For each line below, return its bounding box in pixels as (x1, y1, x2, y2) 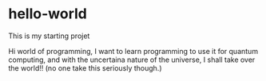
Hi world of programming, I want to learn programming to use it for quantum (8, 46, 258, 56)
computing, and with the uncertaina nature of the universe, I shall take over (8, 55, 256, 64)
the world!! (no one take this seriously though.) (8, 63, 162, 72)
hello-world (8, 5, 88, 23)
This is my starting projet (8, 31, 90, 40)
